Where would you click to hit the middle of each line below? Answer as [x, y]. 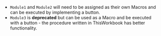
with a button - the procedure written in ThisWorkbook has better [77, 23]
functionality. [23, 28]
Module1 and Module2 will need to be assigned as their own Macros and [83, 7]
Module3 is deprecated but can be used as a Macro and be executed [81, 18]
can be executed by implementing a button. [55, 12]
